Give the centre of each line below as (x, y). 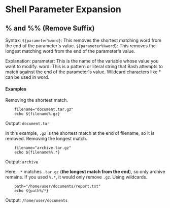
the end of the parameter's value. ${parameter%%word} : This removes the (80, 46)
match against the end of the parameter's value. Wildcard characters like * (83, 72)
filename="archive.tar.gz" (43, 148)
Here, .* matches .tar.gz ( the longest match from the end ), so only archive (85, 172)
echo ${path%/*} (32, 191)
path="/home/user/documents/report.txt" (58, 187)
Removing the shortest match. (37, 100)
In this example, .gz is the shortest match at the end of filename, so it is (80, 133)
